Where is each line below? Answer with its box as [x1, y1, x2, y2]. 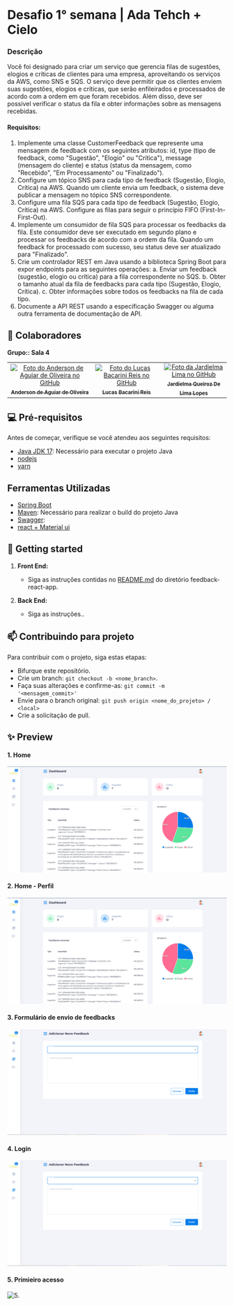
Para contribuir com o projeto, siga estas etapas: [7, 653, 147, 661]
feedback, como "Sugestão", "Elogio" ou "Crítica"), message [17, 154, 192, 162]
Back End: [17, 596, 47, 604]
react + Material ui [17, 522, 70, 531]
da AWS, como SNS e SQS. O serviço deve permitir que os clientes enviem [7, 78, 222, 86]
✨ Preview [7, 731, 54, 743]
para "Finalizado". [17, 250, 69, 258]
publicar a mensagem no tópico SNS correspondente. [17, 191, 172, 199]
